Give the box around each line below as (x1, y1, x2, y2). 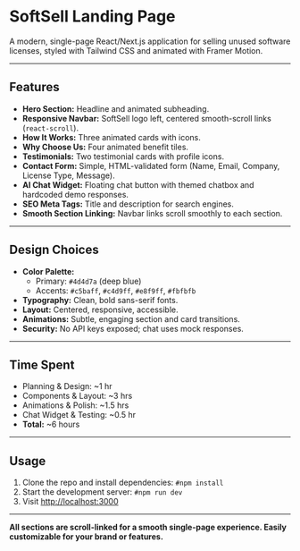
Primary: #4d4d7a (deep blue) (35, 275, 142, 286)
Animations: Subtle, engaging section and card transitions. (21, 313, 241, 324)
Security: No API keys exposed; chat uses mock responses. (21, 323, 244, 334)
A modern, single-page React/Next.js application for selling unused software (9, 36, 291, 47)
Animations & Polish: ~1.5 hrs (21, 400, 129, 411)
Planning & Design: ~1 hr (21, 381, 112, 392)
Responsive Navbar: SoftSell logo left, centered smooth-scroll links (21, 113, 272, 123)
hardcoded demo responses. (21, 189, 129, 199)
